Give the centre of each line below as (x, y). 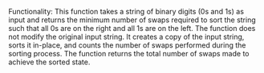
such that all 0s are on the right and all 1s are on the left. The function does (132, 28)
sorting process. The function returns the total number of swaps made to (129, 54)
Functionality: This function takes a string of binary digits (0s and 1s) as (126, 12)
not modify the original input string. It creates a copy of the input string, (126, 36)
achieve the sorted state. (49, 62)
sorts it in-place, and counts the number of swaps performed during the (127, 45)
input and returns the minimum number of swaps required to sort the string (132, 20)
